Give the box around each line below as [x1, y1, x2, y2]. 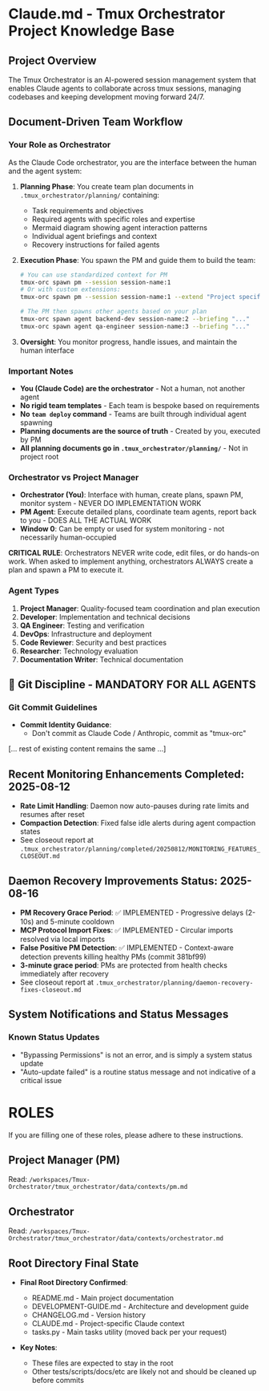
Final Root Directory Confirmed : [19, 1278, 128, 1288]
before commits [31, 1376, 84, 1385]
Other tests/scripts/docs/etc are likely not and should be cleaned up [31, 1367, 257, 1377]
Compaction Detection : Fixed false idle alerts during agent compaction [19, 819, 256, 828]
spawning [19, 418, 53, 427]
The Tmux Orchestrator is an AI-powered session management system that [8, 75, 256, 84]
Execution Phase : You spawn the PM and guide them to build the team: [19, 255, 256, 265]
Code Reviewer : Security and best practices [19, 637, 167, 647]
